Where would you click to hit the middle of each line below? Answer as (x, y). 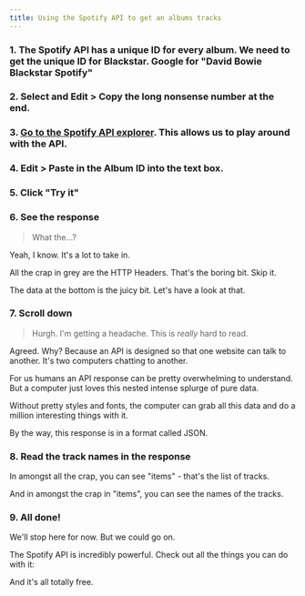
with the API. (39, 144)
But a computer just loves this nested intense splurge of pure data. (134, 388)
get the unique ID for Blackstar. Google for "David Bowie (136, 61)
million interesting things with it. (69, 415)
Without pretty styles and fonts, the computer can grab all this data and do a (152, 405)
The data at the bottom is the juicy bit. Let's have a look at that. (127, 290)
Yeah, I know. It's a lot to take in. (70, 255)
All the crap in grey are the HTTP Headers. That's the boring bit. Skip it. (143, 272)
